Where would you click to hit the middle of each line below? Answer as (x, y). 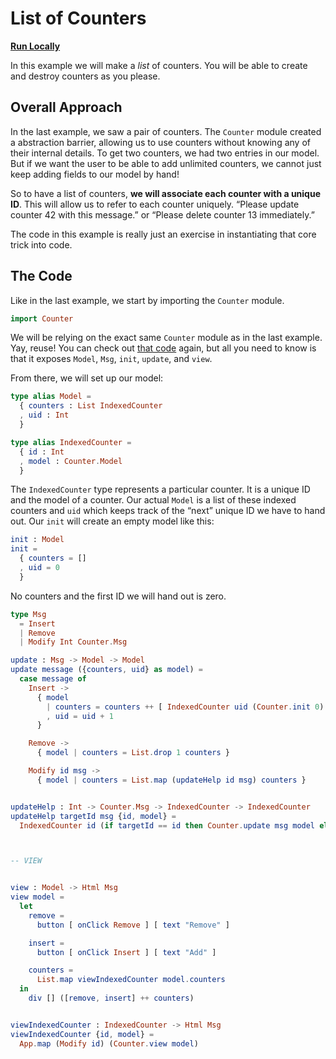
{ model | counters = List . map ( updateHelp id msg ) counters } (171, 780)
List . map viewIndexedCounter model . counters (131, 980)
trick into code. (41, 244)
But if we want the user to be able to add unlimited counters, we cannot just (166, 163)
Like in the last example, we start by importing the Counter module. (147, 300)
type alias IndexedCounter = (71, 442)
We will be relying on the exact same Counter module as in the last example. (166, 338)
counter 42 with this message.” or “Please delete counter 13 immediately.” (162, 214)
